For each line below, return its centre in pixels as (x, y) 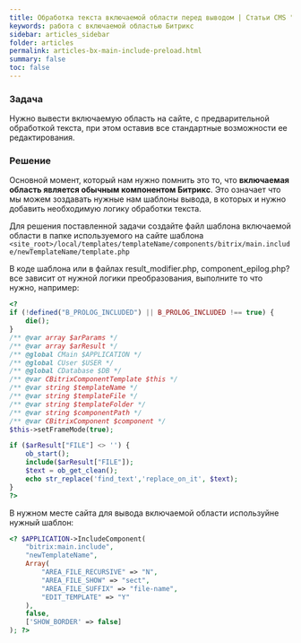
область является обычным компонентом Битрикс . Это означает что (145, 190)
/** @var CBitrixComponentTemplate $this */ (94, 379)
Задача (26, 99)
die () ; (38, 321)
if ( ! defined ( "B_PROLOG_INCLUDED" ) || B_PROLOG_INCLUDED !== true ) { (142, 313)
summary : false (38, 59)
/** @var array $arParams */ (64, 337)
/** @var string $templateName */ (74, 388)
